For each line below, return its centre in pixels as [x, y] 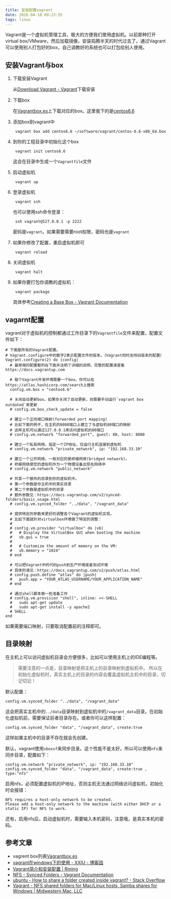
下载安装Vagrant [30, 78]
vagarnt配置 [25, 320]
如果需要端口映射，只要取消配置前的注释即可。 [54, 626]
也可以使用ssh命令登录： [39, 212]
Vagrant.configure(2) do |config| [42, 360]
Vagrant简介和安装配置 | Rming [45, 869]
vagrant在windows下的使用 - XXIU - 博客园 [58, 862]
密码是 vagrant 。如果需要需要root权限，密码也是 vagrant [71, 232]
